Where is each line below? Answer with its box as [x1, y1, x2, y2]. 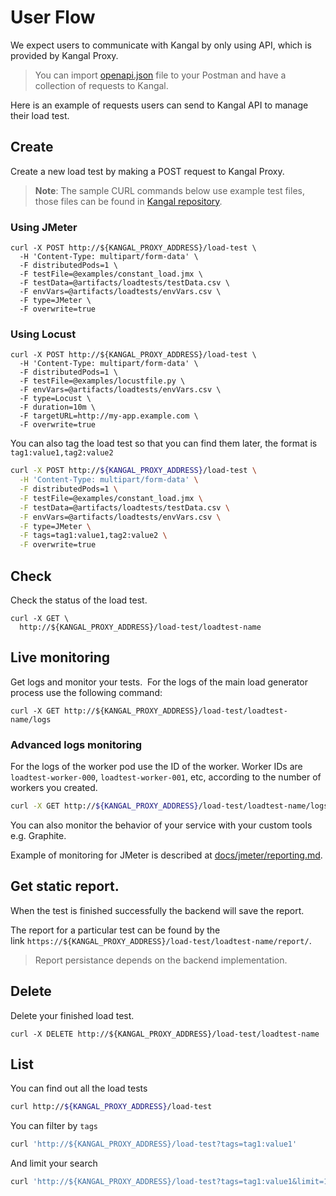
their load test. [10, 109, 70, 121]
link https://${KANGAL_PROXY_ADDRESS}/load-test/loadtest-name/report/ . [10, 934, 312, 946]
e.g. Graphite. [10, 830, 67, 842]
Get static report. [10, 878, 120, 895]
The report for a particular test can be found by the [10, 924, 221, 936]
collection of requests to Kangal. [34, 79, 169, 91]
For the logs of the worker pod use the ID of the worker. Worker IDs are [10, 761, 303, 773]
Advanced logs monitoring [10, 737, 143, 751]
